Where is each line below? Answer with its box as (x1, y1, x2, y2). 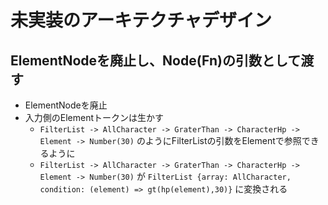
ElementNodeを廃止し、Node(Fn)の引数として (10, 52, 302, 69)
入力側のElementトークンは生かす (24, 112, 165, 123)
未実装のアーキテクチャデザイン (10, 9, 273, 32)
